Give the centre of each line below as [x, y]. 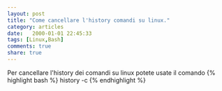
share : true [24, 53]
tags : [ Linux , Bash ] [36, 40]
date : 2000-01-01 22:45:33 [50, 33]
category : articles [36, 27]
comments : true [29, 46]
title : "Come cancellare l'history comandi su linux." [89, 20]
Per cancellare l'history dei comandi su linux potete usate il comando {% [111, 72]
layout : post [26, 14]
